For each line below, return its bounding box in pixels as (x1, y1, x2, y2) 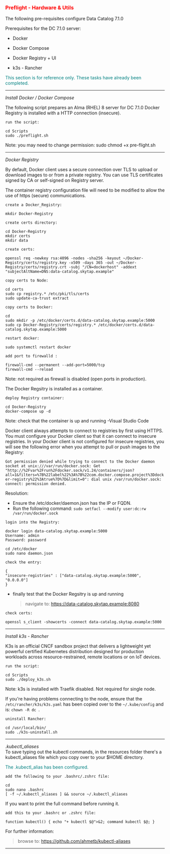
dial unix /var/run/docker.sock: (91, 477, 162, 482)
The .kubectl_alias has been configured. (5, 764, 89, 770)
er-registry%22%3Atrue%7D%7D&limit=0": (5, 477, 90, 482)
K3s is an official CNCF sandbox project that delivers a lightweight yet (5, 643, 151, 649)
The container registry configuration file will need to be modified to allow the (5, 187, 165, 193)
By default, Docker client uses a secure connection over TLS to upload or (5, 167, 158, 173)
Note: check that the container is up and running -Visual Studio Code (5, 418, 149, 424)
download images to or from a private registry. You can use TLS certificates (5, 172, 163, 178)
